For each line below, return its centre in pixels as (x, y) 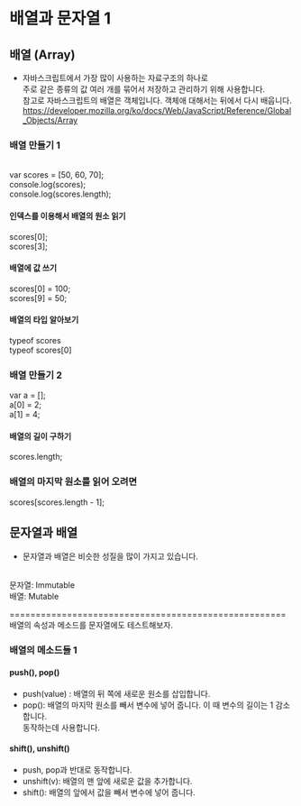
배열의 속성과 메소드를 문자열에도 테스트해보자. (91, 625)
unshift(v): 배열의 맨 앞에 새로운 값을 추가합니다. (107, 781)
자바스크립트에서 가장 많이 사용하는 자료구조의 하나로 (115, 78)
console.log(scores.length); (60, 194)
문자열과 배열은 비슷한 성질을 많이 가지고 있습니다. (110, 556)
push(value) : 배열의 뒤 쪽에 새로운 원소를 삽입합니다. (116, 693)
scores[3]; (28, 246)
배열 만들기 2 (36, 375)
